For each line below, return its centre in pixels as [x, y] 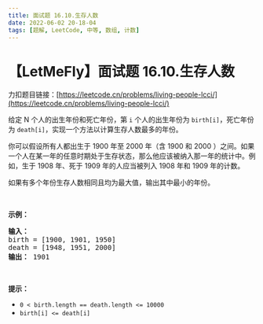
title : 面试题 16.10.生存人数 [53, 15]
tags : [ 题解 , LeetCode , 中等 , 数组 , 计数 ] [74, 30]
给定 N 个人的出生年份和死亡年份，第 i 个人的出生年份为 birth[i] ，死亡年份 [131, 120]
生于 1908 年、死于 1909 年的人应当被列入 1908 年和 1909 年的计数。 [133, 166]
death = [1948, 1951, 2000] [62, 248]
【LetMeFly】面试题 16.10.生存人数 [122, 71]
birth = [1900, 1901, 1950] [62, 240]
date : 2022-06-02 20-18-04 [52, 23]
